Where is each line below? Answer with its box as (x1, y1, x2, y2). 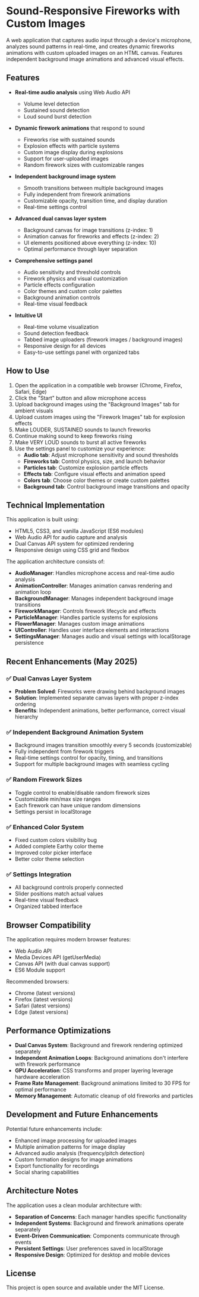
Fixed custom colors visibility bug (14, 836, 97, 844)
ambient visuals (14, 407, 53, 414)
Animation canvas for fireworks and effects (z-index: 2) (23, 232, 159, 240)
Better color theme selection (14, 855, 85, 862)
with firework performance (14, 1060, 81, 1068)
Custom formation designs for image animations (14, 1156, 133, 1163)
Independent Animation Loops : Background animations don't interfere (14, 1054, 188, 1061)
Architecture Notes (6, 1186, 79, 1196)
